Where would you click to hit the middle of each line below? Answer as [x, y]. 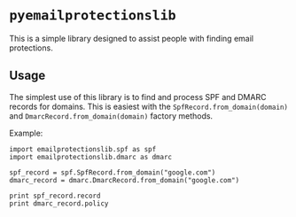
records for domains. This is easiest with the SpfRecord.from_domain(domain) [148, 106]
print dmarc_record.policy [59, 203]
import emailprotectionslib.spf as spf [83, 149]
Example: [26, 133]
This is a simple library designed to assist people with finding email [132, 38]
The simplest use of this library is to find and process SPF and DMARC [138, 97]
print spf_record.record [55, 196]
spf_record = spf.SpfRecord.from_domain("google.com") [113, 172]
